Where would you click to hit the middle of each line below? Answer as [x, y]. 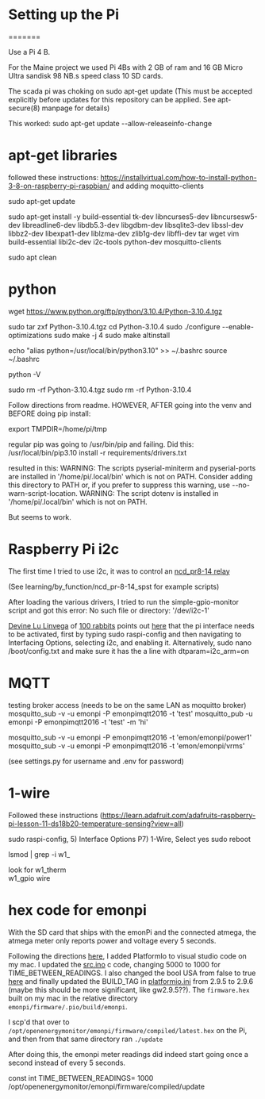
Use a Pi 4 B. [29, 52]
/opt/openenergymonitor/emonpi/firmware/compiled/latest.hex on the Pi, [128, 1030]
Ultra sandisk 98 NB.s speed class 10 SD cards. [86, 75]
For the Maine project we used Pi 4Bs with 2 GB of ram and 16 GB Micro [126, 67]
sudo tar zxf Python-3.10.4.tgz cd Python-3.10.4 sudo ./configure [114, 326]
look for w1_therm [37, 870]
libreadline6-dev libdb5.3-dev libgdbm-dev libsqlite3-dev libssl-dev [133, 225]
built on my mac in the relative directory [73, 998]
